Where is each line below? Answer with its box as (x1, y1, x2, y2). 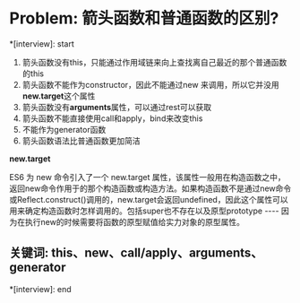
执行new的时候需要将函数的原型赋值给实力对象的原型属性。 (24, 216, 244, 227)
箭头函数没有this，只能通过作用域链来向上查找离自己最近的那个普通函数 (21, 56, 287, 67)
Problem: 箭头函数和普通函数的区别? (9, 8, 279, 29)
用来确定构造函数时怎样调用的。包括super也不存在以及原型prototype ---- (9, 205, 279, 216)
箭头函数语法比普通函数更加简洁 (21, 135, 141, 146)
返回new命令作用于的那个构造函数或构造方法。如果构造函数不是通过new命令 (9, 183, 292, 194)
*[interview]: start (9, 38, 74, 49)
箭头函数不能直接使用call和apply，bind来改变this (21, 113, 203, 124)
